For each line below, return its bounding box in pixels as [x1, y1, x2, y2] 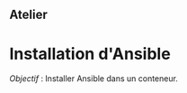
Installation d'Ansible [9, 43, 171, 64]
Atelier [9, 7, 48, 23]
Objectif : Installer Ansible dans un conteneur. [9, 73, 178, 84]
